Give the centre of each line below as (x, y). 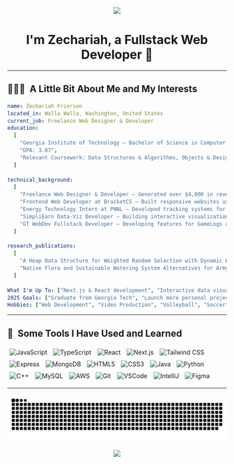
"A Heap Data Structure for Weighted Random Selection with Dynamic (121, 261)
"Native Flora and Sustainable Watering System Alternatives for (117, 268)
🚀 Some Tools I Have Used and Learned (95, 333)
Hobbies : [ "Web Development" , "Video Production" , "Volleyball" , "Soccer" (118, 305)
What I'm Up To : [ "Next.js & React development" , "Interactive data (109, 290)
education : (23, 128)
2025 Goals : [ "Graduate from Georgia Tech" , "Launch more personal (107, 298)
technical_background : (40, 180)
